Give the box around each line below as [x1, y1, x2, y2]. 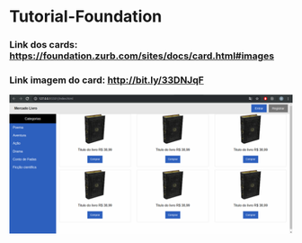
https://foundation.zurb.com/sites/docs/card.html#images [9, 49, 275, 62]
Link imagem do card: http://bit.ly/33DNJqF [9, 74, 204, 86]
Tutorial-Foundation [9, 6, 163, 27]
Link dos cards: [9, 39, 78, 51]
